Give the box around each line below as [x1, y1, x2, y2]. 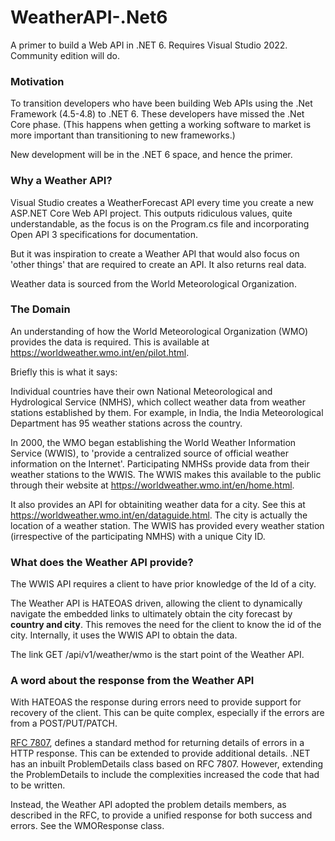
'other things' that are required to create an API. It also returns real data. [10, 258, 307, 270]
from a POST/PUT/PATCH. [10, 717, 118, 730]
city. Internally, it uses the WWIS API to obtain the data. [10, 629, 238, 641]
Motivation [10, 74, 65, 88]
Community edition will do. [10, 49, 121, 61]
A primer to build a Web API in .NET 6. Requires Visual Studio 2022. [10, 39, 288, 51]
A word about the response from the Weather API [10, 674, 255, 688]
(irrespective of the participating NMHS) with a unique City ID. [10, 530, 266, 542]
